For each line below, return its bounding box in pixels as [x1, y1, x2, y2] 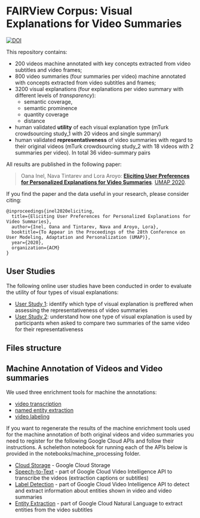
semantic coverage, [23, 98, 73, 105]
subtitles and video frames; [14, 66, 82, 73]
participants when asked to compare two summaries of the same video [14, 319, 190, 326]
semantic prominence [23, 104, 78, 111]
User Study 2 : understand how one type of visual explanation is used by [14, 313, 192, 320]
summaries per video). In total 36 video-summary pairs [14, 149, 151, 156]
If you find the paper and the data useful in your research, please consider [6, 190, 189, 197]
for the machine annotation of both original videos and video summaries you [6, 431, 194, 438]
